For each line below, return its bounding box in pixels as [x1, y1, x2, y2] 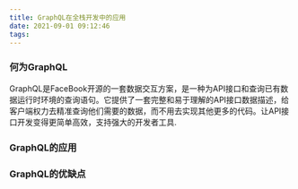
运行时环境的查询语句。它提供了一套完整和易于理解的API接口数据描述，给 [16, 94, 290, 105]
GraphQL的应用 [9, 141, 77, 153]
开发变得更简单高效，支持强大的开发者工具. [16, 116, 178, 127]
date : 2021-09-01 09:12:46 [9, 21, 110, 30]
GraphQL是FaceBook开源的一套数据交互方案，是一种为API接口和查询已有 [9, 82, 281, 94]
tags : [9, 30, 30, 39]
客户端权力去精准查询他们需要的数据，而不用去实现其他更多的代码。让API [9, 105, 282, 116]
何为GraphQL [9, 61, 68, 73]
